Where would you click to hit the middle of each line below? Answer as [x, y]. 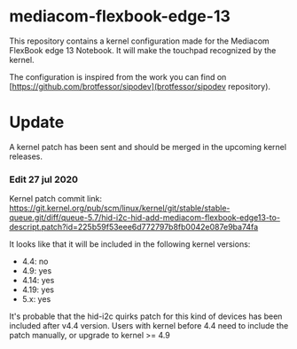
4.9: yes [37, 271]
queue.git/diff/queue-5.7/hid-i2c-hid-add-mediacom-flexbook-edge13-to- [145, 218]
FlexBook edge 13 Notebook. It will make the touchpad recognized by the [143, 50]
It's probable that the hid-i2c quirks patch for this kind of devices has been [146, 316]
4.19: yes [38, 290]
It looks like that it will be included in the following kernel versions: [130, 244]
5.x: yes [36, 299]
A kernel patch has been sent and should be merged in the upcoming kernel [148, 147]
